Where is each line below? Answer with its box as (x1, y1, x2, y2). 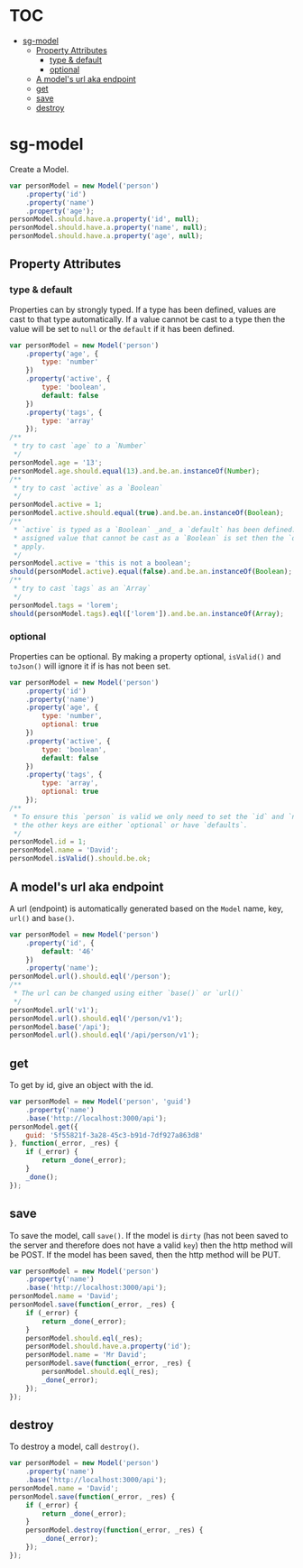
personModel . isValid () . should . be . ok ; (9, 854, 151, 863)
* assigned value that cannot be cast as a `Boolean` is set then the (13, 533, 284, 542)
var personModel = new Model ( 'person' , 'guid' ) (9, 1097, 192, 1106)
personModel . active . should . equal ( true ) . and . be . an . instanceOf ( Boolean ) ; (9, 509, 285, 518)
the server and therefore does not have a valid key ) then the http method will (9, 1240, 293, 1250)
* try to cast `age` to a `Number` (13, 441, 147, 451)
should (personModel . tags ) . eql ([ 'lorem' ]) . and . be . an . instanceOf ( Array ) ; (9, 609, 285, 618)
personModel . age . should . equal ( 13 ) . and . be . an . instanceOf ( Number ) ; (9, 466, 261, 475)
